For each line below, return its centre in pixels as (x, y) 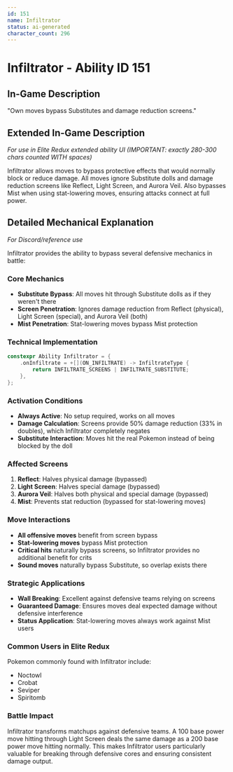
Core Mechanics (36, 279)
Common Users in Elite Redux (58, 646)
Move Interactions (39, 520)
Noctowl (29, 675)
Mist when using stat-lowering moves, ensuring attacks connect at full (108, 193)
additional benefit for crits (55, 557)
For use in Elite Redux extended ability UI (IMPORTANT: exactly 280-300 (112, 150)
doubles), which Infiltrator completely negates (84, 431)
